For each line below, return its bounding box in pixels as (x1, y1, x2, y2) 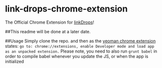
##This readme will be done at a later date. (5, 28, 91, 34)
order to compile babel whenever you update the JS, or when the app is (5, 53, 149, 59)
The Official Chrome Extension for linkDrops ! (5, 19, 95, 25)
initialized (5, 58, 24, 64)
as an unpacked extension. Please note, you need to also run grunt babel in (5, 48, 158, 54)
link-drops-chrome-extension (5, 3, 128, 14)
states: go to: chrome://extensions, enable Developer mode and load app (5, 43, 154, 49)
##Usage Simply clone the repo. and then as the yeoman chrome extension (5, 38, 156, 44)
